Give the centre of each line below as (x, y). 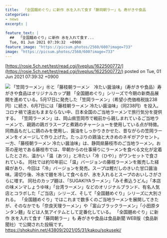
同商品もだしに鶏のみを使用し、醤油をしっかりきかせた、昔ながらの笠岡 (79, 130)
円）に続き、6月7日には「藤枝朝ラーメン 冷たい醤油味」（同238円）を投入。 (83, 105)
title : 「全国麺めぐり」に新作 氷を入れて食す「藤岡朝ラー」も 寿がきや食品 (76, 10)
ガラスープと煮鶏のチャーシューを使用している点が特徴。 (103, 124)
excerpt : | (16, 24)
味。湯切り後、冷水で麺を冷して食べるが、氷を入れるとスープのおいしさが (82, 174)
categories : (17, 14)
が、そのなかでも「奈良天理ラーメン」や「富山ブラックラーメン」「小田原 (80, 205)
